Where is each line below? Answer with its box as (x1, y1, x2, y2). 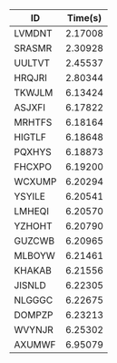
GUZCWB (14, 234, 55, 247)
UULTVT (14, 57, 51, 69)
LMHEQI (14, 205, 50, 217)
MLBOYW (14, 250, 56, 262)
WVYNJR (14, 324, 54, 336)
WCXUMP (14, 175, 57, 188)
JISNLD (14, 279, 47, 291)
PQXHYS (14, 146, 52, 158)
